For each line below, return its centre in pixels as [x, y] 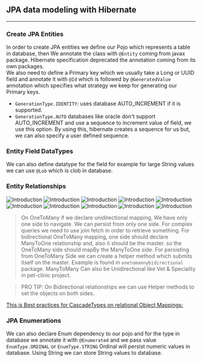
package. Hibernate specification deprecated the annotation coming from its [101, 60]
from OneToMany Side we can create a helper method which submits [106, 256]
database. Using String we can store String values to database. [84, 353]
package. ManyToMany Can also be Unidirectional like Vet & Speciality [108, 269]
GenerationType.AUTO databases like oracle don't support [85, 116]
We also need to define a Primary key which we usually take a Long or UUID [100, 73]
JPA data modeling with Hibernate [72, 10]
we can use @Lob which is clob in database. [60, 170]
